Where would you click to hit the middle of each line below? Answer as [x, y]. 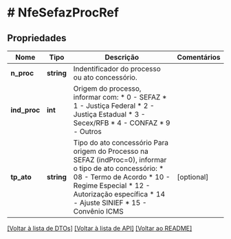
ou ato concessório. [105, 77]
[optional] [193, 177]
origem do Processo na [111, 151]
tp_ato [21, 177]
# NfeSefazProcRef [63, 13]
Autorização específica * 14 [119, 194]
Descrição [122, 57]
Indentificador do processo [117, 69]
